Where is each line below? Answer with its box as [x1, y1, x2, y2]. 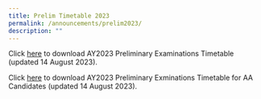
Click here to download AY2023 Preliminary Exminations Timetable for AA [8, 73, 254, 83]
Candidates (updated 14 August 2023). [8, 81, 138, 91]
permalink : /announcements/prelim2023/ [8, 19, 143, 27]
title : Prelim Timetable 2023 [8, 11, 110, 20]
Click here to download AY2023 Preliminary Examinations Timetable [8, 49, 234, 59]
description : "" [8, 27, 63, 35]
